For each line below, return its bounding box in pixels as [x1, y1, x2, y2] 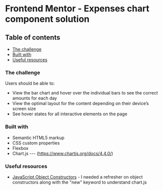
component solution [5, 13, 90, 25]
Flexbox [12, 145, 29, 151]
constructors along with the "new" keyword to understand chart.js [12, 179, 147, 185]
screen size [12, 106, 36, 112]
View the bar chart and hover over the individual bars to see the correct [12, 90, 158, 96]
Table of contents [5, 33, 60, 42]
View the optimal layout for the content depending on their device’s [12, 100, 149, 106]
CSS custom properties [12, 140, 60, 146]
